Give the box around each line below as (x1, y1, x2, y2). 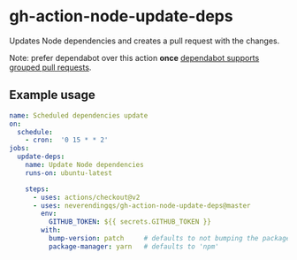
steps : (25, 184, 49, 194)
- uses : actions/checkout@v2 (32, 193, 141, 202)
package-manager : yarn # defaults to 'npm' (48, 241, 219, 251)
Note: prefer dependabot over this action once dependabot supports (9, 52, 260, 63)
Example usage (9, 88, 95, 103)
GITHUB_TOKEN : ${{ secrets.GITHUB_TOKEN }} (48, 218, 212, 226)
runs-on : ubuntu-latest (25, 168, 113, 178)
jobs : (9, 144, 29, 153)
